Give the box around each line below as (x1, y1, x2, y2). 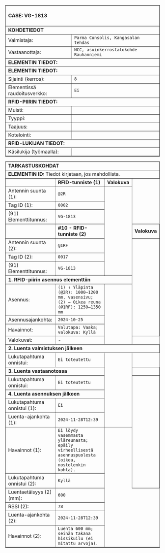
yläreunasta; (58, 438, 88, 443)
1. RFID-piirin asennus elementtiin (8, 276, 91, 283)
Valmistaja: (8, 37, 33, 43)
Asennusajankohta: (8, 316, 53, 323)
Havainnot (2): (8, 533, 42, 539)
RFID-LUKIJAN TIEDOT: (8, 140, 65, 147)
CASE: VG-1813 (8, 12, 48, 19)
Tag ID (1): (8, 202, 33, 208)
